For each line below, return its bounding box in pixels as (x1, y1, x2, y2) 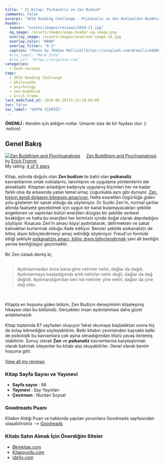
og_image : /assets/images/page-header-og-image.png (9, 30, 117, 35)
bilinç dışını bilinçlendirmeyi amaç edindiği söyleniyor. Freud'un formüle (5, 231, 149, 236)
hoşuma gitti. (5, 348, 31, 354)
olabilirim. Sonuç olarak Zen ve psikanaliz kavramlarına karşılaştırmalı (5, 338, 146, 343)
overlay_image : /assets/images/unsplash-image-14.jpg (9, 35, 121, 40)
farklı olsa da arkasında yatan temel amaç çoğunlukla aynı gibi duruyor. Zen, (5, 189, 158, 195)
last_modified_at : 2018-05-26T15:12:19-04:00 (5, 98, 99, 103)
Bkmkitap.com (12, 444, 41, 450)
